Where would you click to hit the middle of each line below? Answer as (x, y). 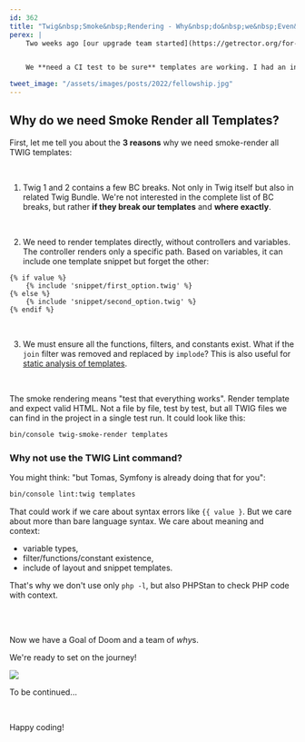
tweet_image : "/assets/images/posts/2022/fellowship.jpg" (121, 84)
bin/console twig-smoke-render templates (89, 434)
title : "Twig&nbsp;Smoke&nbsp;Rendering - (91, 26)
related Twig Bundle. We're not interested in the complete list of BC (148, 197)
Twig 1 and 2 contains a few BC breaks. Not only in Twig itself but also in (158, 187)
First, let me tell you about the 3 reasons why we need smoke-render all (144, 143)
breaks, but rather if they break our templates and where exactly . (147, 206)
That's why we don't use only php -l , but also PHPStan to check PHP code (150, 585)
